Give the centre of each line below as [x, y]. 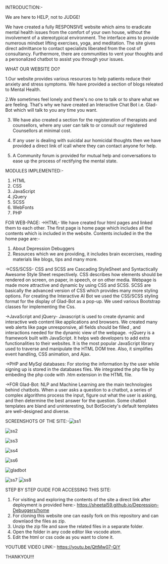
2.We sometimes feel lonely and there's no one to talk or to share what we [82, 99]
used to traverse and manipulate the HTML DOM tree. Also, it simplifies [79, 349]
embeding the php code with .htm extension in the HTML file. [69, 375]
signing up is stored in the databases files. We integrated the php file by [80, 369]
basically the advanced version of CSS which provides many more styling [82, 291]
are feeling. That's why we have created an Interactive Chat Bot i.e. [75, 105]
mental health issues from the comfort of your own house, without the [78, 32]
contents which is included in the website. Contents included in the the [79, 233]
